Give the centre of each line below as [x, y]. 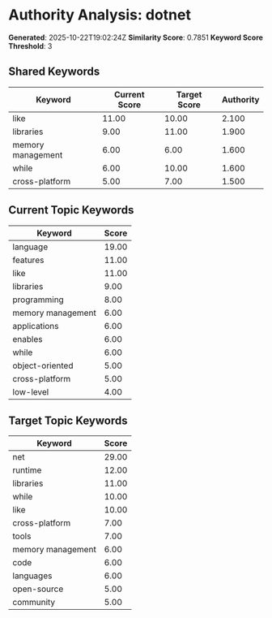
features [28, 260]
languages [32, 576]
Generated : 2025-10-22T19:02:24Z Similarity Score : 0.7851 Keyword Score [136, 37]
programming [38, 300]
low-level [31, 391]
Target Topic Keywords [68, 420]
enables [28, 339]
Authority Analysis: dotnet [100, 15]
